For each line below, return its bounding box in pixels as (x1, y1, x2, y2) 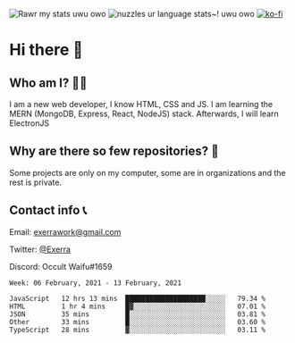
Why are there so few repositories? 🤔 (9, 144, 219, 159)
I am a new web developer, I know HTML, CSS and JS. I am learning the (9, 99, 274, 109)
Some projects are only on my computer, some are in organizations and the (9, 167, 286, 178)
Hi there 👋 (9, 40, 83, 60)
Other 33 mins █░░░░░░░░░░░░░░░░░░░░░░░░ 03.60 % (9, 317, 266, 326)
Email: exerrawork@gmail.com (9, 226, 122, 237)
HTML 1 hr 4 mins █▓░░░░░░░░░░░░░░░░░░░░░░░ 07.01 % (9, 302, 266, 311)
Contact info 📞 (9, 203, 88, 218)
